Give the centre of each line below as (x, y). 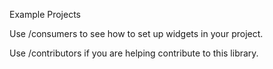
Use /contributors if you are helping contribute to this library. (134, 53)
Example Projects (45, 14)
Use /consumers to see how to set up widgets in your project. (136, 33)
